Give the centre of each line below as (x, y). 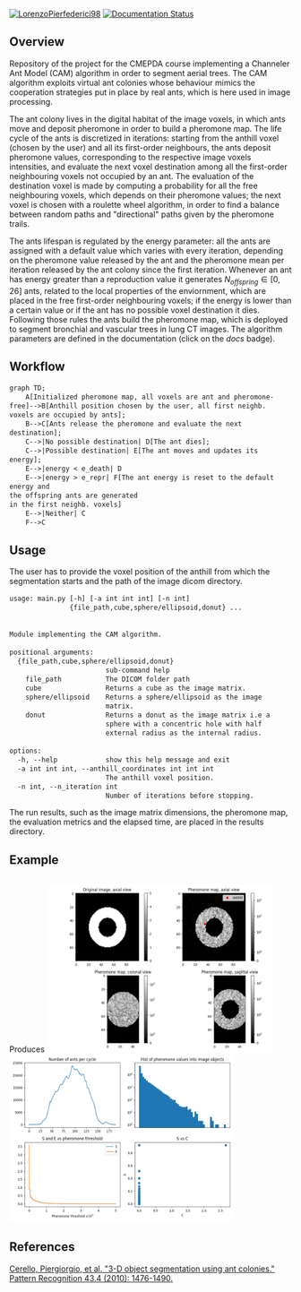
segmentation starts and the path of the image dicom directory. (126, 581)
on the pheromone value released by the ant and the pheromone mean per (147, 260)
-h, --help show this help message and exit (124, 760)
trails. (19, 223)
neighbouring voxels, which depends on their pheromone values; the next (145, 195)
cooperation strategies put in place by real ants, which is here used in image (150, 92)
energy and (30, 487)
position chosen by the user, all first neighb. (174, 406)
